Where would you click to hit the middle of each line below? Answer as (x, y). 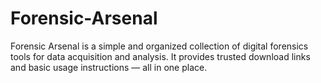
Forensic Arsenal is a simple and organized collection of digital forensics (159, 46)
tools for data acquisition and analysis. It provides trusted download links (160, 56)
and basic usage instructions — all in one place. (109, 67)
